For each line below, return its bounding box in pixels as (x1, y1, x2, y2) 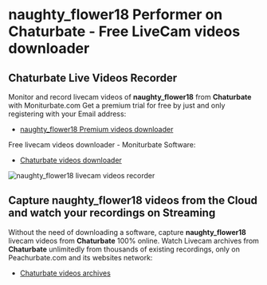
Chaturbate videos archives (19, 268, 112, 278)
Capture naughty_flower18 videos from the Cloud (8, 193, 257, 208)
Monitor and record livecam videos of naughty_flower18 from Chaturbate (8, 92, 252, 101)
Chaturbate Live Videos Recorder (8, 71, 178, 84)
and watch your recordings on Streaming (8, 206, 216, 220)
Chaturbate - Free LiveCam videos (8, 22, 241, 41)
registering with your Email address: (8, 109, 127, 119)
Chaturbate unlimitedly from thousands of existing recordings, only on (8, 244, 241, 254)
